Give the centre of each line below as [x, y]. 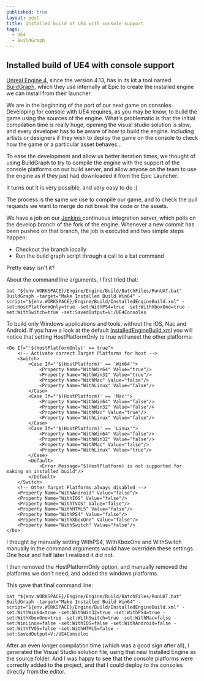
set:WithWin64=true [31, 612]
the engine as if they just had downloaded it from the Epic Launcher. [93, 175]
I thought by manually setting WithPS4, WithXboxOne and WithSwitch [94, 542]
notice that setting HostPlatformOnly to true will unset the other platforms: [100, 337]
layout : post [23, 18]
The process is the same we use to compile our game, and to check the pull [102, 199]
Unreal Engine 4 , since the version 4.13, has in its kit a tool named [89, 80]
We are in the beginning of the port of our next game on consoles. [90, 105]
